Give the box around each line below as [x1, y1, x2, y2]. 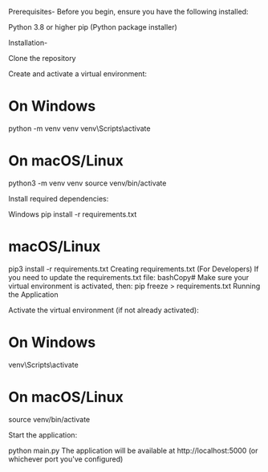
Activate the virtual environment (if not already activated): [8, 305, 199, 315]
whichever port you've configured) [8, 454, 124, 464]
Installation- [8, 38, 48, 47]
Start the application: [8, 429, 78, 440]
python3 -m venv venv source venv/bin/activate [8, 178, 167, 188]
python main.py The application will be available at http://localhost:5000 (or [8, 446, 258, 455]
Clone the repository [8, 54, 76, 63]
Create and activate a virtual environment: [8, 69, 147, 79]
